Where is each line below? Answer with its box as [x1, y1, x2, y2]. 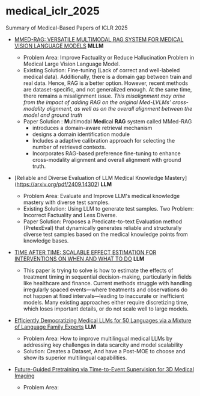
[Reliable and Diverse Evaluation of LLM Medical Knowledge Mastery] [14, 174, 187, 181]
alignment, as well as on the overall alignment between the [46, 105, 193, 112]
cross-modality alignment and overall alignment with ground [32, 156, 181, 163]
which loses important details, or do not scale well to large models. [23, 305, 189, 312]
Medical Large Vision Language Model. [23, 60, 121, 67]
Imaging [14, 372, 35, 379]
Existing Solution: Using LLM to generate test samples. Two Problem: [23, 205, 194, 212]
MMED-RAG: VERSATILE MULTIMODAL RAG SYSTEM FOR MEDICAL [14, 36, 184, 43]
